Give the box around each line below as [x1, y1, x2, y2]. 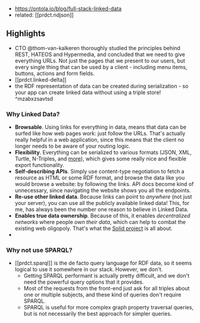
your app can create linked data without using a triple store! [14, 89, 161, 96]
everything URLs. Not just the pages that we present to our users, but [14, 57, 186, 64]
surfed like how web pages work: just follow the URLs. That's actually [14, 130, 186, 137]
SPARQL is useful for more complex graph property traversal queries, [23, 304, 194, 311]
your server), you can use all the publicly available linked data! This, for [14, 200, 190, 207]
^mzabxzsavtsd [14, 95, 54, 102]
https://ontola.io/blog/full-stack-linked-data [14, 5, 122, 12]
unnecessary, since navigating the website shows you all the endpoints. [14, 187, 191, 194]
